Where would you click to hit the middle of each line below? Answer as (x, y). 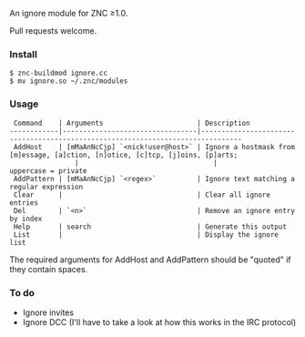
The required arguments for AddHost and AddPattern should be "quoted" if (150, 260)
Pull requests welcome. (53, 31)
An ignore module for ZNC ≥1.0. (69, 13)
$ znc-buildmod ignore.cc (58, 73)
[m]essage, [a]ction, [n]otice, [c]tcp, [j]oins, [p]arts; (124, 155)
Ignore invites (48, 312)
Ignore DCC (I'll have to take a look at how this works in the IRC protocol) (159, 322)
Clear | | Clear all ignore (142, 195)
